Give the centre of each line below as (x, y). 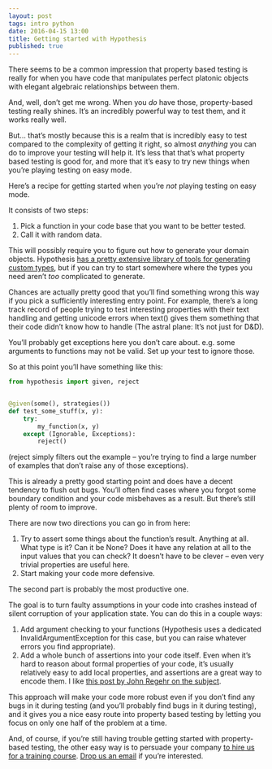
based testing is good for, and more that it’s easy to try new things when (129, 162)
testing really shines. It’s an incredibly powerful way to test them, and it (127, 111)
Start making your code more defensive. (88, 574)
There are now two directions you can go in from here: (99, 523)
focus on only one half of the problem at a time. (88, 723)
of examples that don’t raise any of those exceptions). (99, 465)
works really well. (38, 120)
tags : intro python (41, 24)
